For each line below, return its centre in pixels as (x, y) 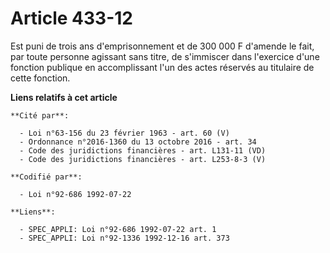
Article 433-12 (71, 18)
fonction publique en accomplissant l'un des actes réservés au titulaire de (162, 67)
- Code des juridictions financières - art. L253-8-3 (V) (143, 159)
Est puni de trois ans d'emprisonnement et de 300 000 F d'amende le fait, (162, 46)
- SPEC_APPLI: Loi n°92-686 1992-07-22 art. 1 (118, 229)
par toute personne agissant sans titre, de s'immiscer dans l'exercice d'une (165, 56)
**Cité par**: (40, 115)
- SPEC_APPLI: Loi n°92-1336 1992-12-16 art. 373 (124, 238)
